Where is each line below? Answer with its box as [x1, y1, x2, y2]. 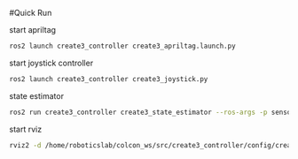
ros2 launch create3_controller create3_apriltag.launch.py [9, 42, 237, 50]
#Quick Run [9, 8, 52, 18]
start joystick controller [9, 57, 94, 68]
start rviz [9, 124, 43, 134]
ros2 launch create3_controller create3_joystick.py [9, 74, 208, 83]
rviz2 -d [9, 140, 42, 149]
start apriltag [9, 25, 56, 34]
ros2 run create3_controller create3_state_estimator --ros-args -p [9, 108, 268, 117]
